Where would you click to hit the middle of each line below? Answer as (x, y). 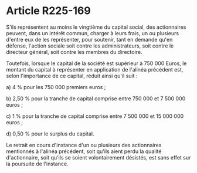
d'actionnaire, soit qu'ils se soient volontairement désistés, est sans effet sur (98, 157)
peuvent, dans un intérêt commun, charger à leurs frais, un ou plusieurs (93, 33)
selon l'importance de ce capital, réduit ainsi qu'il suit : (72, 76)
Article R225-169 (48, 11)
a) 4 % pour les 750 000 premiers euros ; (56, 87)
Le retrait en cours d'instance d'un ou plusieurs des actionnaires (84, 145)
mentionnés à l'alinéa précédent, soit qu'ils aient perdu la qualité (84, 151)
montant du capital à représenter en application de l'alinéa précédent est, (95, 69)
